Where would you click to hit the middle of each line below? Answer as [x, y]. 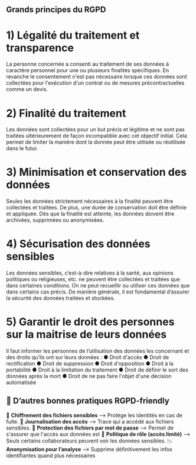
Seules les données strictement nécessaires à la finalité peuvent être [90, 201]
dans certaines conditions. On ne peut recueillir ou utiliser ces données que [98, 286]
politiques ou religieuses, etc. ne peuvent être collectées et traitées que [93, 279]
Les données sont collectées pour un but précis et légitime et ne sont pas [95, 130]
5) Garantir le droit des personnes [90, 322]
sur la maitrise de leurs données [86, 335]
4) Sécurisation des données [78, 244]
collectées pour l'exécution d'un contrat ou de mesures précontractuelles [95, 83]
